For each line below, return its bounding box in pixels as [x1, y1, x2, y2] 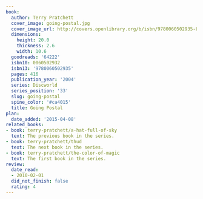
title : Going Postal [11, 104, 63, 111]
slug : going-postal [11, 93, 61, 99]
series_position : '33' [11, 88, 68, 94]
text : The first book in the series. [11, 155, 107, 161]
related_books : [5, 122, 44, 128]
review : [5, 161, 25, 167]
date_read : [11, 167, 39, 173]
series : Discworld [11, 83, 58, 89]
